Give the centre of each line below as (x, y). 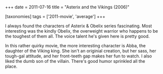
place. (11, 66)
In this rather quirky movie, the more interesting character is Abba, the (75, 46)
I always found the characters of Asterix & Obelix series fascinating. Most (79, 26)
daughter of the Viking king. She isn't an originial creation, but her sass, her (81, 51)
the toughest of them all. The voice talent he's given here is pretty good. (77, 36)
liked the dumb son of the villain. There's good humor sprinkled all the (75, 61)
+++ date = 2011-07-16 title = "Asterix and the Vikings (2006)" (67, 7)
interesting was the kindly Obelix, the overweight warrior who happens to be (81, 31)
